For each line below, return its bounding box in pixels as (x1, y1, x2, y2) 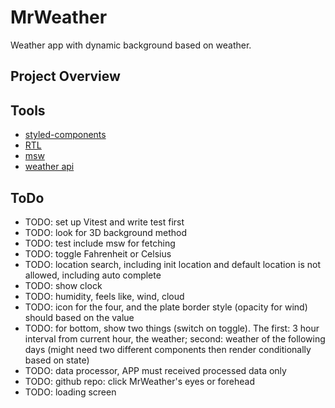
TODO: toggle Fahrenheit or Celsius (24, 247, 172, 260)
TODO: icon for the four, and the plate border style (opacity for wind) (24, 301, 308, 313)
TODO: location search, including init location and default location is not (24, 258, 322, 270)
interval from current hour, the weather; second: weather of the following (24, 332, 326, 345)
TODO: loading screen (24, 386, 117, 398)
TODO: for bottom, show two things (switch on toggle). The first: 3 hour (24, 322, 320, 334)
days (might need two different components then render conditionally (24, 343, 312, 355)
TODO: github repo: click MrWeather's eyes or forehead (24, 375, 255, 387)
